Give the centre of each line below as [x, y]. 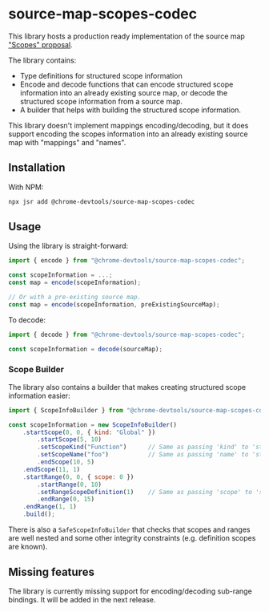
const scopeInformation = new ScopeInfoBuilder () [93, 425]
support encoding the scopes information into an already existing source [128, 134]
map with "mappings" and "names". [67, 142]
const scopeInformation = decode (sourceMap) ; [85, 349]
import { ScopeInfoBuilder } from [66, 410]
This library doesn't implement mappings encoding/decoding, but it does [128, 125]
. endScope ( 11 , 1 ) [52, 469]
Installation [37, 168]
